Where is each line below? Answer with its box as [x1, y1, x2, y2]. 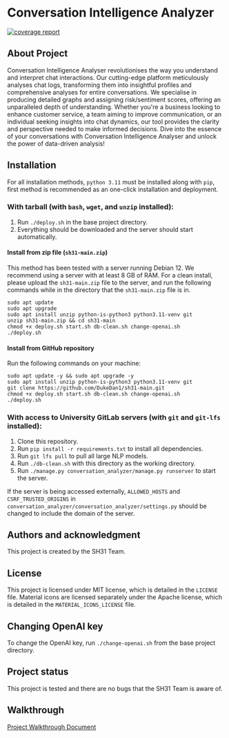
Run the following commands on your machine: [7, 359, 141, 367]
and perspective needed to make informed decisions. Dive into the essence [7, 124, 222, 133]
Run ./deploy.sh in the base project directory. [17, 217, 148, 226]
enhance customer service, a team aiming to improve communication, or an [7, 110, 222, 118]
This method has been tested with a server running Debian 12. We [7, 264, 195, 272]
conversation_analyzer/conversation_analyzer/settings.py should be [7, 502, 207, 510]
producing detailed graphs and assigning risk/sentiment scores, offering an [7, 95, 221, 104]
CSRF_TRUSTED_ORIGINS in [7, 494, 76, 503]
